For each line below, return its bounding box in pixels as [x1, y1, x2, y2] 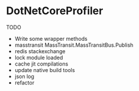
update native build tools [14, 66, 75, 73]
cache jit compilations [14, 60, 69, 67]
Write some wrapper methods [14, 35, 88, 42]
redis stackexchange [14, 47, 66, 54]
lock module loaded [14, 54, 63, 61]
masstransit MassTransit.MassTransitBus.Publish [14, 41, 134, 48]
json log [14, 73, 34, 80]
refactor [14, 79, 34, 86]
